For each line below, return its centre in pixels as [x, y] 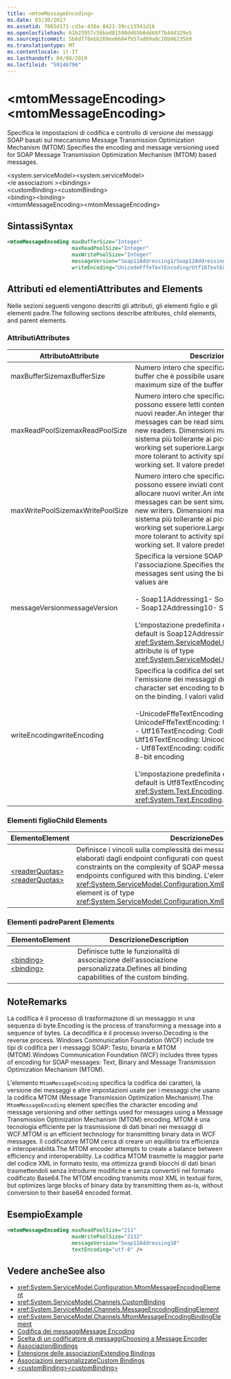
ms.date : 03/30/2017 [37, 20]
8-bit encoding [159, 756]
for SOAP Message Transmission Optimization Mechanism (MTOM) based [112, 154]
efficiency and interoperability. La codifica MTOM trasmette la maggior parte [115, 1156]
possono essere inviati [171, 484]
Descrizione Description [149, 940]
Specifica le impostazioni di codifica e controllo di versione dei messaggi [110, 132]
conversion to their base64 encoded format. [70, 1193]
